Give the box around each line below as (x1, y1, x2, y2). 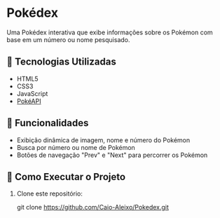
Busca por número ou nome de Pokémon (16, 143, 136, 151)
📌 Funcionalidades (6, 117, 89, 129)
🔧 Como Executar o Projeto (6, 170, 126, 183)
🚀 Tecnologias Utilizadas (6, 56, 116, 68)
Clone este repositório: (16, 189, 83, 198)
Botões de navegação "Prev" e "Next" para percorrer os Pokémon (16, 151, 208, 159)
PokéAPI (16, 97, 41, 105)
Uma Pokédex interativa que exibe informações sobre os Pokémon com (6, 28, 213, 36)
